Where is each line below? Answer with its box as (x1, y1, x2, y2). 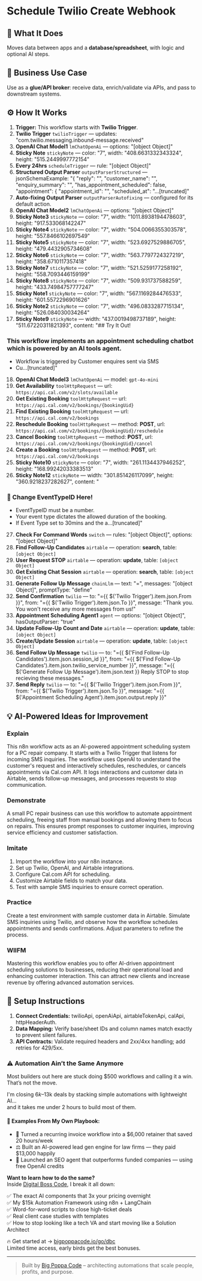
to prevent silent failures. (15, 1031, 77, 1038)
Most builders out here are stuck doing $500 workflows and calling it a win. (7, 1073, 194, 1080)
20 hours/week (15, 1137, 53, 1145)
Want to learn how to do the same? (7, 1174, 95, 1182)
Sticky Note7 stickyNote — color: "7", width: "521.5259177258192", (15, 264, 183, 271)
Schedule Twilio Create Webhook (7, 4, 176, 18)
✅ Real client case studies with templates (7, 1212, 109, 1220)
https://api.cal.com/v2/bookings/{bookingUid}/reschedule (15, 428, 164, 434)
